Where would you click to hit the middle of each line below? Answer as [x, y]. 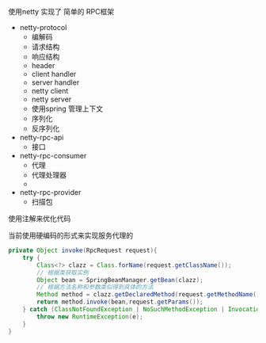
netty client [50, 91]
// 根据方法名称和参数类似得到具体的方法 [95, 288]
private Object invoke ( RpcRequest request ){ [83, 250]
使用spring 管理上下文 [67, 109]
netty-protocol [43, 27]
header [43, 65]
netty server [51, 99]
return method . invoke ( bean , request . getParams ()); [120, 302]
